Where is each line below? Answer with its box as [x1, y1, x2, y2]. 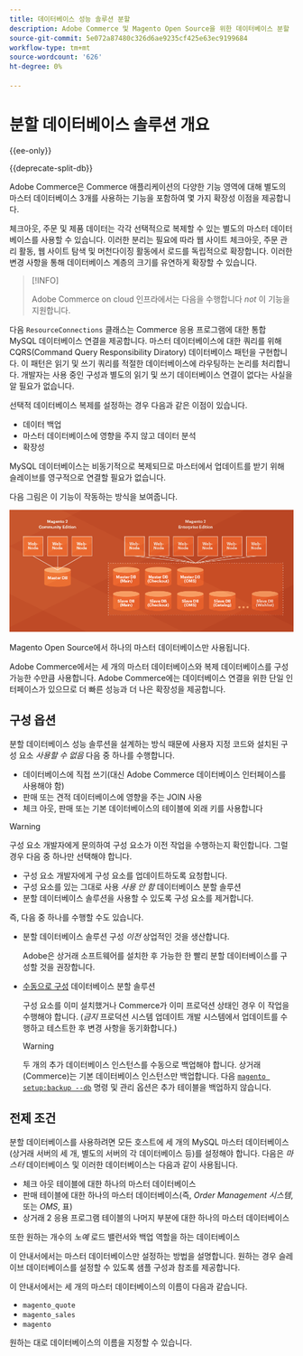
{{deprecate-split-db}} [9, 163, 93, 173]
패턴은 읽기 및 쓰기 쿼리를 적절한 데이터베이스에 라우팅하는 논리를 [30, 358, 260, 369]
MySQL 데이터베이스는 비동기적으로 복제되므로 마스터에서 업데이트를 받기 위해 [9, 461, 285, 472]
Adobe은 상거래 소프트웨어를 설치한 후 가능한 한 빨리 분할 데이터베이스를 [22, 949, 279, 961]
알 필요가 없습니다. [9, 380, 75, 391]
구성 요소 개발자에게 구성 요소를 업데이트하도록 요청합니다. [22, 870, 228, 881]
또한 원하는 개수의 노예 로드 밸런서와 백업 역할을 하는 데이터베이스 [9, 1231, 241, 1242]
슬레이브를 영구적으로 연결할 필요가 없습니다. [9, 472, 167, 482]
